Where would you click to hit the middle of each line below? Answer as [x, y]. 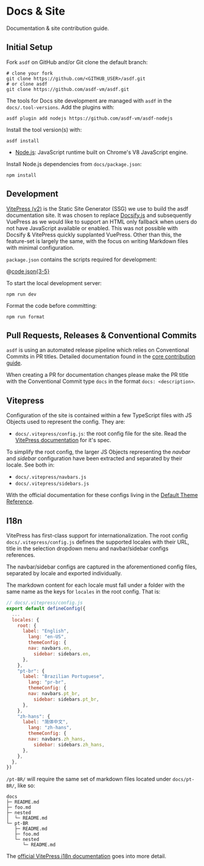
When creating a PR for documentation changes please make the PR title [97, 375]
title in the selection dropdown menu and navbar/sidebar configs [87, 548]
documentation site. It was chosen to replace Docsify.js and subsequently [99, 215]
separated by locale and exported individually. [64, 573]
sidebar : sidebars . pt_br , [66, 699]
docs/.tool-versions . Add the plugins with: [60, 107]
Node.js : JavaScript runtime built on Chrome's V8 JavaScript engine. [101, 152]
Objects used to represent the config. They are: [66, 422]
